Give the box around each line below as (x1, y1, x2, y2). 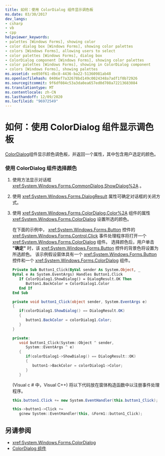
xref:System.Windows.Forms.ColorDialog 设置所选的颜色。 (12, 216, 132, 222)
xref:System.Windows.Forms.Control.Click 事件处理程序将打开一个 (12, 233, 147, 239)
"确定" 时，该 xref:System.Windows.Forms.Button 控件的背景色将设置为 (12, 245, 159, 251)
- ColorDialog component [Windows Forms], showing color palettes (5, 58, 144, 63)
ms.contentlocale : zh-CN (5, 90, 56, 95)
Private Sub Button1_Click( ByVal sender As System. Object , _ (12, 267, 141, 273)
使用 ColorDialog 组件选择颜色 (5, 165, 77, 172)
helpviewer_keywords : (5, 35, 50, 40)
